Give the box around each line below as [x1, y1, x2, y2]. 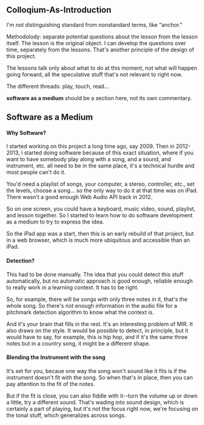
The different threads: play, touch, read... [6, 82, 110, 90]
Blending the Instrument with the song [6, 354, 105, 361]
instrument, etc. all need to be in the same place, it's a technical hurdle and [6, 162, 195, 170]
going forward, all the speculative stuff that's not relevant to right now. [6, 70, 183, 78]
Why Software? [6, 129, 47, 136]
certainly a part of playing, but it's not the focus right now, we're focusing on [6, 405, 199, 412]
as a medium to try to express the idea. [6, 218, 105, 225]
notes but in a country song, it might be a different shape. [6, 340, 151, 347]
